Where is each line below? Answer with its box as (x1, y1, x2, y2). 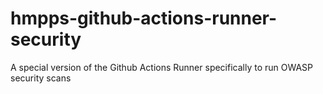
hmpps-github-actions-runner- (10, 7, 278, 30)
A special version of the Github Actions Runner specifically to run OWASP (10, 61, 314, 73)
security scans (10, 72, 72, 84)
